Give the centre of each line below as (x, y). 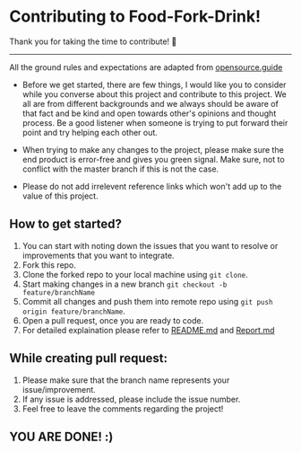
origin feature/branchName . (73, 311)
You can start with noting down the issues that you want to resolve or (150, 245)
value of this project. (60, 196)
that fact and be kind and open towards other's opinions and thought (149, 113)
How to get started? (66, 224)
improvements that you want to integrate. (98, 255)
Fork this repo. (49, 265)
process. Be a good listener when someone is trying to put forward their (155, 122)
